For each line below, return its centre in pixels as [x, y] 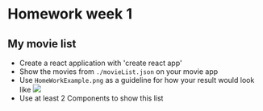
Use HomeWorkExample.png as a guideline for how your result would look [137, 80]
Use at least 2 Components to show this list [91, 98]
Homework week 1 [70, 14]
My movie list [42, 44]
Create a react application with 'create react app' [100, 63]
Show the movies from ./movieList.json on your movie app [119, 72]
